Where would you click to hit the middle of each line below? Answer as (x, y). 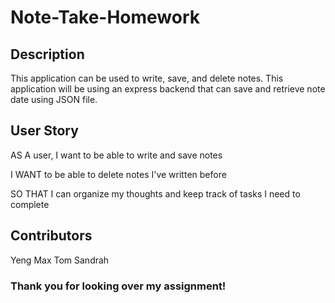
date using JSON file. (54, 99)
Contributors (51, 236)
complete (30, 204)
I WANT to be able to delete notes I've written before (118, 174)
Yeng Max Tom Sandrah (60, 260)
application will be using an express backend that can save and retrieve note (168, 89)
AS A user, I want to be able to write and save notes (116, 155)
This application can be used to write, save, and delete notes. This (147, 78)
